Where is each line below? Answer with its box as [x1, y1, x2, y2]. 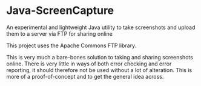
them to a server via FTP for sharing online [6, 30, 113, 37]
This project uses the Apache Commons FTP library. [6, 42, 137, 49]
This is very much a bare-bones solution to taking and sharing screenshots [6, 53, 194, 61]
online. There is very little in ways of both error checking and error [6, 60, 172, 67]
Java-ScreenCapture [6, 4, 114, 18]
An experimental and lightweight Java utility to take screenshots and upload [6, 24, 196, 31]
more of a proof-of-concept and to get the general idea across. [6, 73, 164, 80]
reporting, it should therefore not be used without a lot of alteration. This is [6, 66, 193, 73]
